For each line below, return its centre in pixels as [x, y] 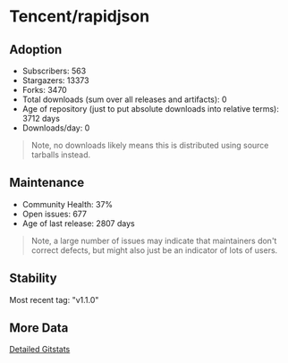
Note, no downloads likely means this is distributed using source [150, 145]
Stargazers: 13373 [55, 80]
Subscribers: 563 [54, 71]
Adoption [36, 50]
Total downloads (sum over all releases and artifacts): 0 [124, 99]
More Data [39, 328]
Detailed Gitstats [40, 350]
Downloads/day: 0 [56, 128]
